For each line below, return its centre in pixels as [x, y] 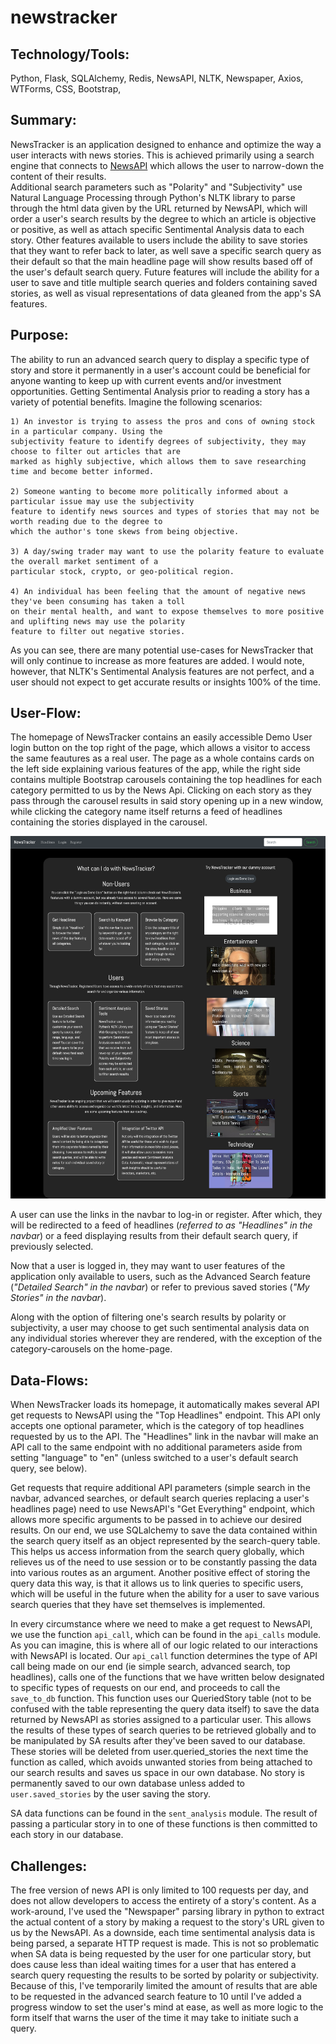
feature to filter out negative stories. [98, 631]
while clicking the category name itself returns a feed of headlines [146, 812]
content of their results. [58, 176]
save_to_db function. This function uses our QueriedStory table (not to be [161, 1698]
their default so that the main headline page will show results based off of [161, 261]
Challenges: [49, 1866]
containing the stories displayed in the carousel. [109, 822]
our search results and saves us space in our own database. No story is [157, 1773]
